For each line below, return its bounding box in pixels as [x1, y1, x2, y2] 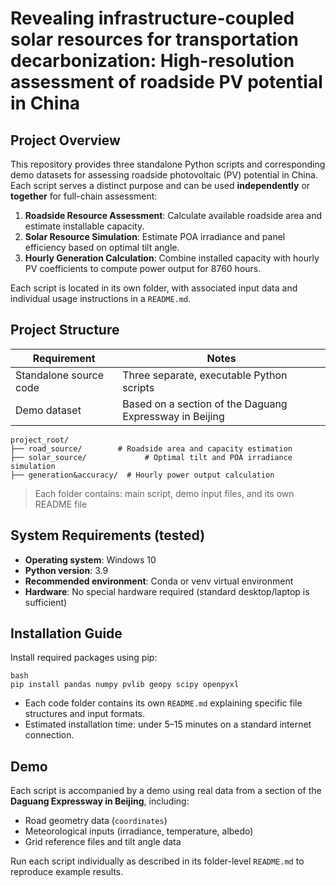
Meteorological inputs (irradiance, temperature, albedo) [24, 825, 254, 837]
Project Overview [10, 132, 121, 149]
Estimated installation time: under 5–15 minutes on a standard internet [24, 718, 312, 731]
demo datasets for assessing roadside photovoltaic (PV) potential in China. [10, 169, 318, 181]
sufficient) [24, 596, 68, 608]
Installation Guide [10, 625, 123, 642]
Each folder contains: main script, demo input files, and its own [34, 487, 295, 499]
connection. [24, 729, 75, 741]
